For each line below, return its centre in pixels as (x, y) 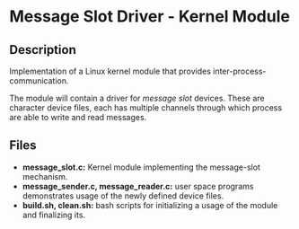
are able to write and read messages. (78, 117)
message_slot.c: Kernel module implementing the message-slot (141, 167)
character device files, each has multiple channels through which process (146, 108)
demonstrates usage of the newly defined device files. (123, 196)
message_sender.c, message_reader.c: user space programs (138, 186)
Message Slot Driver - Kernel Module (149, 17)
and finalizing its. (54, 215)
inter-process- (239, 71)
